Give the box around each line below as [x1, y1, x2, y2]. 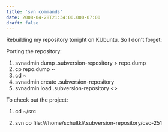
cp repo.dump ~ [14, 66, 55, 73]
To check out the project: [6, 96, 68, 103]
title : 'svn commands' [6, 8, 63, 15]
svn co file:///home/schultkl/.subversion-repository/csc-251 [14, 119, 162, 127]
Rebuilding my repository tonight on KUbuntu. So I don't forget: [6, 36, 163, 44]
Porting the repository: [6, 48, 62, 55]
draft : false [6, 20, 39, 26]
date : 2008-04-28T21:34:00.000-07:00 [6, 14, 101, 20]
